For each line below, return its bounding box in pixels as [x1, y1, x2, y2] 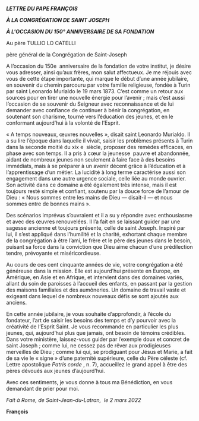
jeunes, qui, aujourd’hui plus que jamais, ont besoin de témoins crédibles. [6, 330, 186, 336]
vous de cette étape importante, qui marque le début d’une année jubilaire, [6, 75, 189, 82]
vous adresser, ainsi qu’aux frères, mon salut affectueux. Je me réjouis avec [6, 69, 192, 76]
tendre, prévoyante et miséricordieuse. [6, 249, 101, 257]
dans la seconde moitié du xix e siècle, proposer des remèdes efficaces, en [6, 144, 192, 150]
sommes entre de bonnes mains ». [6, 200, 91, 207]
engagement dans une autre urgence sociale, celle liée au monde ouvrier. [6, 175, 187, 182]
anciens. [6, 299, 27, 306]
